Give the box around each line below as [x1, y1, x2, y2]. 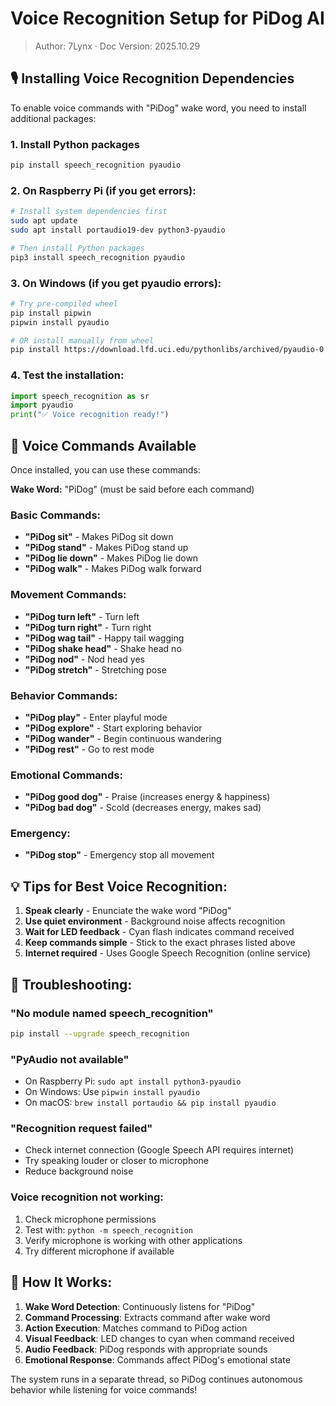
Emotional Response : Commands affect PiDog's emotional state [24, 1353, 291, 1366]
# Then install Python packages [10, 243, 145, 253]
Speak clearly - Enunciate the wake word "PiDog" [24, 905, 232, 917]
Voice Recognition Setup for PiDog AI [10, 7, 325, 30]
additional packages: [10, 112, 97, 124]
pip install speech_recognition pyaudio [10, 160, 182, 171]
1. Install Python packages [10, 137, 141, 151]
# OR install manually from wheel [10, 335, 155, 346]
